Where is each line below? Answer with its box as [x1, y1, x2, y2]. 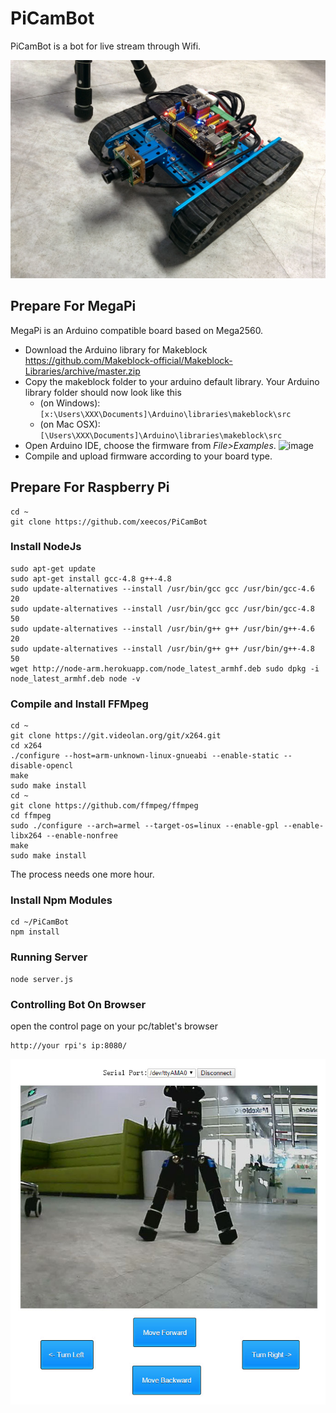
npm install [10, 927, 60, 937]
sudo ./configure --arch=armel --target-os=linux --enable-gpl [10, 821, 280, 831]
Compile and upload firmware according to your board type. [24, 450, 273, 462]
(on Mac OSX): [39, 418, 101, 430]
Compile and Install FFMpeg [10, 697, 149, 711]
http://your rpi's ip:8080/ [10, 1041, 128, 1051]
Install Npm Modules [10, 893, 113, 907]
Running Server [10, 950, 88, 964]
